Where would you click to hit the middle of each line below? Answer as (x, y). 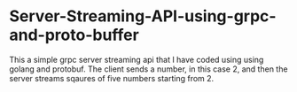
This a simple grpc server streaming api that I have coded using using (137, 59)
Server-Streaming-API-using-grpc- (143, 16)
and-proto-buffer (74, 35)
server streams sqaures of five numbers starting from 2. (112, 78)
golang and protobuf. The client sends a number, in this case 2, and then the (148, 69)
